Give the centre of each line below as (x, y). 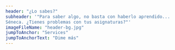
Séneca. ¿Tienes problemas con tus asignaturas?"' (68, 22)
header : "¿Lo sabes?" (32, 11)
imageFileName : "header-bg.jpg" (45, 27)
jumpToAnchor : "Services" (37, 33)
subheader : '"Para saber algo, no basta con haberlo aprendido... (88, 17)
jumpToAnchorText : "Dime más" (42, 38)
